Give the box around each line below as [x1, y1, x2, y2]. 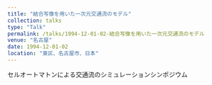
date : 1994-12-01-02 [7, 43, 69, 50]
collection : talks [7, 17, 62, 24]
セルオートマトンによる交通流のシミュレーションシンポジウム [7, 70, 189, 79]
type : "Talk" [7, 23, 46, 30]
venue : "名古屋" [7, 37, 53, 44]
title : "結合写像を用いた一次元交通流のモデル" [7, 10, 132, 18]
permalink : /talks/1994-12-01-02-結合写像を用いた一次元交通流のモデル [7, 30, 205, 38]
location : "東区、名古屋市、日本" [7, 50, 99, 57]
